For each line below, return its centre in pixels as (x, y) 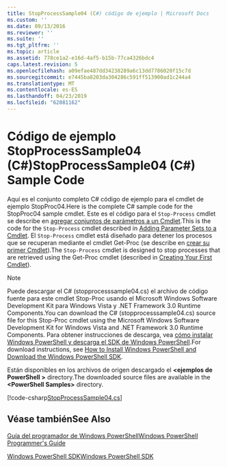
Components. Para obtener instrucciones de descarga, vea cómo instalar (110, 335)
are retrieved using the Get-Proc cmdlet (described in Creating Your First (110, 257)
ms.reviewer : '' (30, 33)
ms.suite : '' (26, 39)
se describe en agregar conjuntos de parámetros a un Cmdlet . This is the (109, 220)
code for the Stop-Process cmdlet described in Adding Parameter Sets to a (112, 228)
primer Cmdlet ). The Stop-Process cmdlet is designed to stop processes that (114, 250)
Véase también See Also (59, 419)
